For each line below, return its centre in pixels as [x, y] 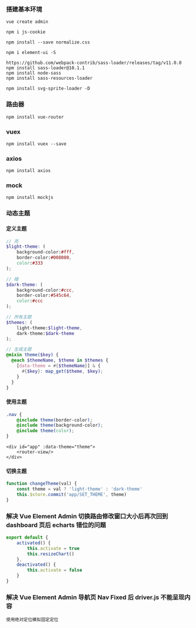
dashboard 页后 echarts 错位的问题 [56, 525]
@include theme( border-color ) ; [55, 420]
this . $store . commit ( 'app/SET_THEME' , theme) [72, 495]
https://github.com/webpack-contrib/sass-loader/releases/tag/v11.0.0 [94, 63]
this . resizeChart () [51, 554]
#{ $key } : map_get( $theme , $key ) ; [62, 371]
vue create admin [27, 22]
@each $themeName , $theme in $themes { [60, 360]
